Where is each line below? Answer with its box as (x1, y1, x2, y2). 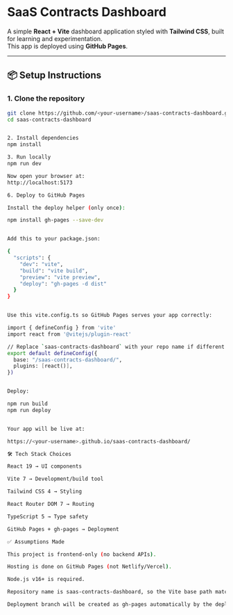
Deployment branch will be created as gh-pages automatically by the (7, 601, 213, 608)
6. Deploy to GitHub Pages (7, 192, 85, 199)
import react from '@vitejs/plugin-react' (7, 331, 132, 338)
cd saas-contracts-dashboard (7, 116, 92, 123)
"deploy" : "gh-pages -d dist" (19, 280, 107, 287)
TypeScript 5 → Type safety (7, 513, 89, 520)
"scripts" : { (13, 254, 51, 261)
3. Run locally (7, 154, 51, 161)
